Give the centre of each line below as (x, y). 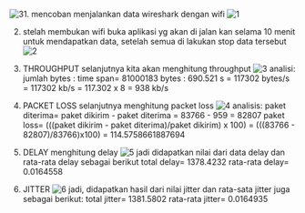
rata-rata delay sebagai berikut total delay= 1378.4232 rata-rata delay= (156, 162)
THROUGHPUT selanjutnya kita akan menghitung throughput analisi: (159, 69)
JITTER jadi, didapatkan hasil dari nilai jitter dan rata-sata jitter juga (156, 189)
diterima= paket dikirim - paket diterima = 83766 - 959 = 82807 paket (153, 115)
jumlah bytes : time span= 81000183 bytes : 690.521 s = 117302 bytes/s (156, 78)
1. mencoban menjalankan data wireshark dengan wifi (124, 14)
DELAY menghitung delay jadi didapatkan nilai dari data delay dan (153, 152)
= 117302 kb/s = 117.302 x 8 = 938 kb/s (96, 88)
